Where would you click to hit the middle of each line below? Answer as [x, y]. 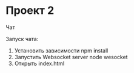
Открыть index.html [39, 63]
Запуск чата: [22, 39]
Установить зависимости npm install [61, 50]
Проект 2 [30, 11]
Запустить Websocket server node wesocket [71, 57]
